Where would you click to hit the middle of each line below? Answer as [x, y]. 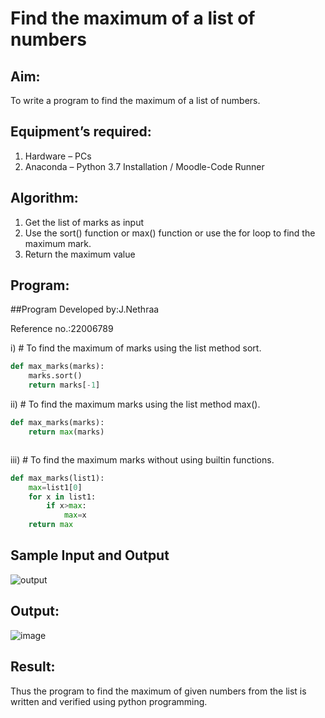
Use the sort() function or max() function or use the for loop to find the [170, 233]
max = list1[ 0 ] [55, 487]
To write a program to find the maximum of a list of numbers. [135, 100]
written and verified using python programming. [109, 701]
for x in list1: [62, 497]
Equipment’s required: [81, 132]
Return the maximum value [80, 254]
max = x [75, 515]
